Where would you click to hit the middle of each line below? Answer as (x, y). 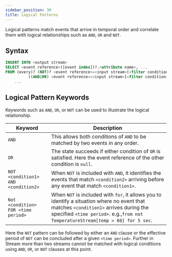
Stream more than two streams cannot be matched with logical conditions (83, 244)
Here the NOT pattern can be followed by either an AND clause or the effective (85, 232)
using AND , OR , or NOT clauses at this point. (49, 249)
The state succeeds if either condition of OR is (106, 151)
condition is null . (72, 164)
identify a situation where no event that (98, 201)
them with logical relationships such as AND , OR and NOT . (63, 35)
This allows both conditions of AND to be (99, 136)
